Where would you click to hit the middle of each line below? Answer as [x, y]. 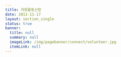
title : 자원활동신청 [23, 10]
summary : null [24, 38]
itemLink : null [25, 47]
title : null [22, 33]
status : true [19, 24]
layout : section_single [30, 19]
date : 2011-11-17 [23, 14]
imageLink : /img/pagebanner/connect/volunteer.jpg [63, 42]
